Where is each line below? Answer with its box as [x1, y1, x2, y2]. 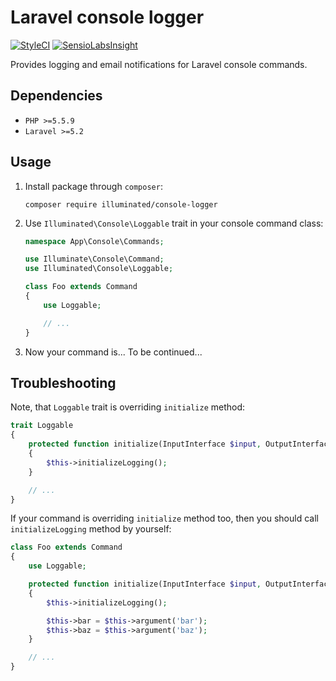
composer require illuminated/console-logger [24, 199, 218, 210]
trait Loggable [10, 421, 74, 431]
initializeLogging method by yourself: [10, 523, 172, 535]
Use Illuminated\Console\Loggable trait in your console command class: [24, 217, 324, 229]
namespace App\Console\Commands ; [24, 236, 165, 246]
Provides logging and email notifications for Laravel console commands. [10, 58, 308, 70]
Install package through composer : [24, 180, 163, 192]
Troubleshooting [10, 374, 117, 391]
